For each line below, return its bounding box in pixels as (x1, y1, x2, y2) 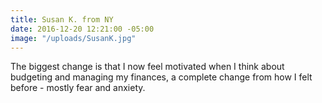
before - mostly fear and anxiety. (10, 82, 146, 94)
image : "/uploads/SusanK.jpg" (10, 33, 137, 43)
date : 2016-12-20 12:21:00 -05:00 (10, 24, 155, 34)
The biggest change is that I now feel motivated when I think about (10, 61, 285, 73)
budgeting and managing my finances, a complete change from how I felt (10, 71, 313, 83)
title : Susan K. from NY (10, 14, 114, 25)
